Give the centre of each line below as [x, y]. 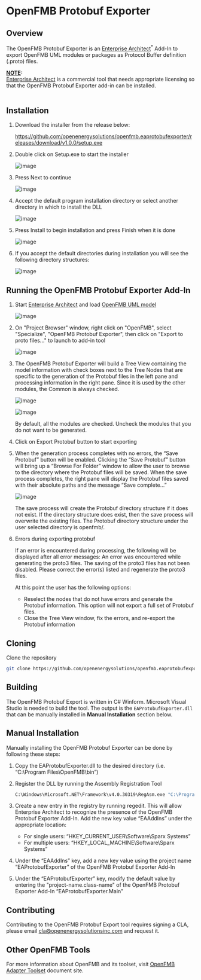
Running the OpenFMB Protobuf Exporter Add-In [98, 290]
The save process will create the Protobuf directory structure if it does [101, 508]
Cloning [21, 643]
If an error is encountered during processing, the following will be [95, 551]
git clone [19, 669]
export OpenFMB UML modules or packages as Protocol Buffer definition [96, 54]
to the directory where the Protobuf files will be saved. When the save [101, 472]
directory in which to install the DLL [58, 207]
